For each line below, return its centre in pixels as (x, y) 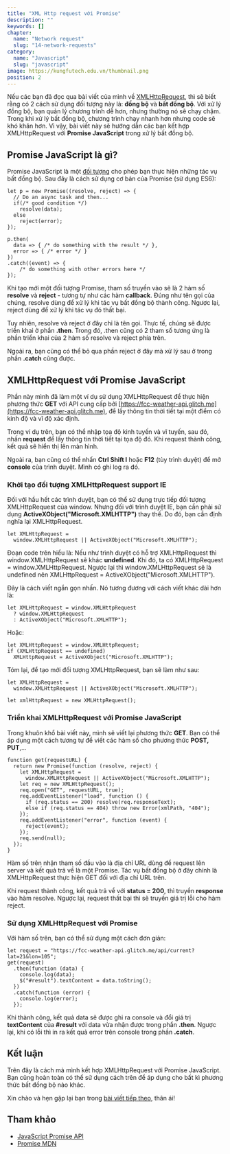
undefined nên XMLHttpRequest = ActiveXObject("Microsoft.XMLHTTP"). (111, 575)
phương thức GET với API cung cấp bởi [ (64, 404)
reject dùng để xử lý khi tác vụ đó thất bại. (67, 310)
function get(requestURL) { (47, 760)
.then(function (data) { (49, 969)
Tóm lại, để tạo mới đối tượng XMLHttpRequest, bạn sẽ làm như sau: (103, 670)
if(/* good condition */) (50, 203)
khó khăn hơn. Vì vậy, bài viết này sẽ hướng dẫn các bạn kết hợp (99, 126)
